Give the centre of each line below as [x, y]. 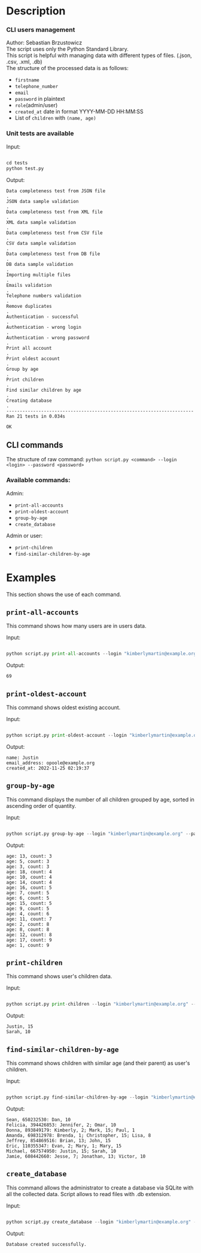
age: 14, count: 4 [29, 882]
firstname [27, 80]
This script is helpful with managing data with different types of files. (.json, [99, 56]
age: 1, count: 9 [28, 945]
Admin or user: [25, 535]
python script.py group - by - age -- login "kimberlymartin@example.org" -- [99, 834]
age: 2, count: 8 [28, 924]
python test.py [25, 168]
